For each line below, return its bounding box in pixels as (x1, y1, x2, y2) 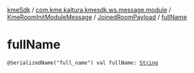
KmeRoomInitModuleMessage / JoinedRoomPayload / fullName (7, 13, 187, 21)
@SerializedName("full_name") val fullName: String (7, 59, 158, 66)
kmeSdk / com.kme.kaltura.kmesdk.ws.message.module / (7, 6, 171, 14)
